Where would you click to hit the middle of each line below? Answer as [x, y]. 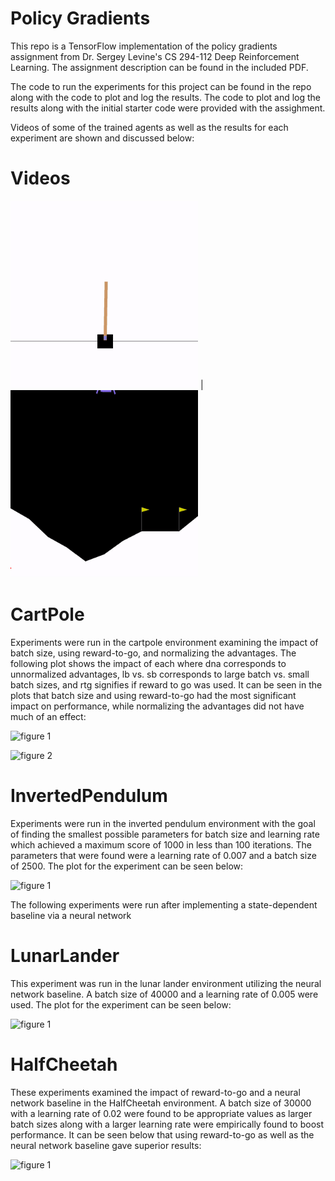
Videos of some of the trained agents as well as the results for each [149, 127]
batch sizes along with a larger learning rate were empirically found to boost [167, 1124]
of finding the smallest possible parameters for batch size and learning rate [165, 834]
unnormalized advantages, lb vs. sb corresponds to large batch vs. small [160, 674]
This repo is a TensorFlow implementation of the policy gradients [144, 46]
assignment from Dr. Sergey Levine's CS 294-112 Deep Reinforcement [155, 56]
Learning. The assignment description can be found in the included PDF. [159, 67]
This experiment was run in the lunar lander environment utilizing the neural [166, 983]
